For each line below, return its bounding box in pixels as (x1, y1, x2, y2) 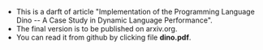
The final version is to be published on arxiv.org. (15, 24, 178, 33)
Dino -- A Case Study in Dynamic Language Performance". (15, 15, 213, 25)
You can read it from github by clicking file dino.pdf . (15, 32, 192, 42)
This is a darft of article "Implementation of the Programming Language (15, 7, 256, 16)
